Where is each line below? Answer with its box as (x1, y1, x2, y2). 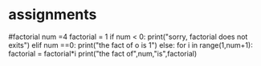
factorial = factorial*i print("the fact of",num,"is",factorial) (8, 49, 198, 58)
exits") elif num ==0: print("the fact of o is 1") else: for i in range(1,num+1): (8, 40, 253, 49)
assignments (8, 6, 97, 24)
